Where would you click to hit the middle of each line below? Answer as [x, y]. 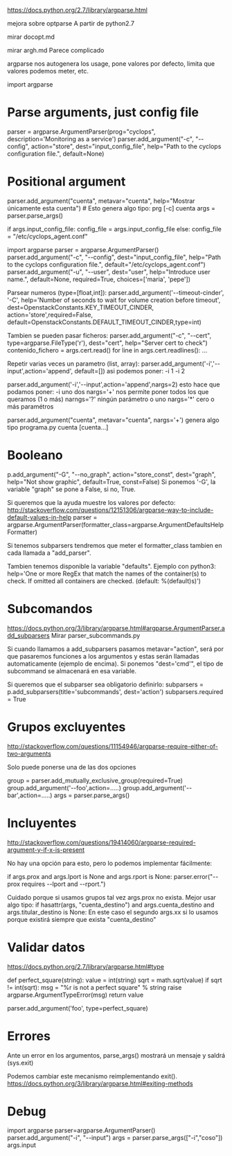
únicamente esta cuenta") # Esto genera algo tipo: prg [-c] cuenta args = [111, 208]
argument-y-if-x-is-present [46, 850]
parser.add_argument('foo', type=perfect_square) [78, 1008]
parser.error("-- [196, 876]
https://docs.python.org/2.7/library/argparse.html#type [86, 966]
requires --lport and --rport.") [64, 884]
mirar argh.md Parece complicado [56, 50]
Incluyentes [42, 823]
